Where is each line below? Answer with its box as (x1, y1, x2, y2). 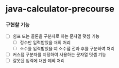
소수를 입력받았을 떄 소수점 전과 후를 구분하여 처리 (19, 45, 115, 51)
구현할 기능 (5, 22, 30, 28)
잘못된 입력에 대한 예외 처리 (12, 57, 65, 63)
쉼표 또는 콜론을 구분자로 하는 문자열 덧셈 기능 (12, 33, 100, 39)
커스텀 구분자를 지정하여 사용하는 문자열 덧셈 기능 (12, 52, 106, 57)
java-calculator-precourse (5, 3, 115, 14)
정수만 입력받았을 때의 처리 (19, 40, 71, 45)
